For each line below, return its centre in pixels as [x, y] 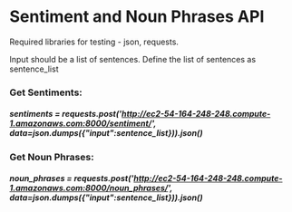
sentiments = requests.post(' [66, 114]
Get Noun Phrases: [52, 157]
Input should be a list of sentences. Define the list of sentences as [133, 59]
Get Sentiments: [46, 92]
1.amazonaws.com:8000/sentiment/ [81, 123]
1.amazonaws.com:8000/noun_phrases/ [89, 188]
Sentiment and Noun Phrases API [137, 17]
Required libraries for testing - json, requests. [94, 42]
